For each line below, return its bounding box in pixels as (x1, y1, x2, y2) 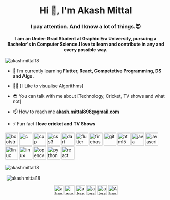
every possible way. (64, 46, 108, 53)
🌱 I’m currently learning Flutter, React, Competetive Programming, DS (12, 68, 162, 74)
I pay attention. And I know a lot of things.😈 (30, 23, 141, 30)
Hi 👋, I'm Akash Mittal (39, 5, 132, 16)
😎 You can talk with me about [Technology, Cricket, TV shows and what (12, 93, 165, 99)
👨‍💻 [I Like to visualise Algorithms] (12, 83, 83, 89)
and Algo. (12, 73, 34, 79)
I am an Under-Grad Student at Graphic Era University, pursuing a (15, 35, 157, 41)
